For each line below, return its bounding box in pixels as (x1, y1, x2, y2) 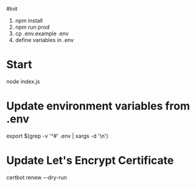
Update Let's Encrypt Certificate (6, 153, 174, 168)
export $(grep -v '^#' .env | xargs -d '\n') (6, 132, 108, 139)
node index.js (6, 77, 40, 85)
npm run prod (15, 24, 50, 30)
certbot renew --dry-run (6, 174, 68, 181)
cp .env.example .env (15, 30, 69, 37)
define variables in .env (15, 37, 74, 43)
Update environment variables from (6, 99, 191, 113)
